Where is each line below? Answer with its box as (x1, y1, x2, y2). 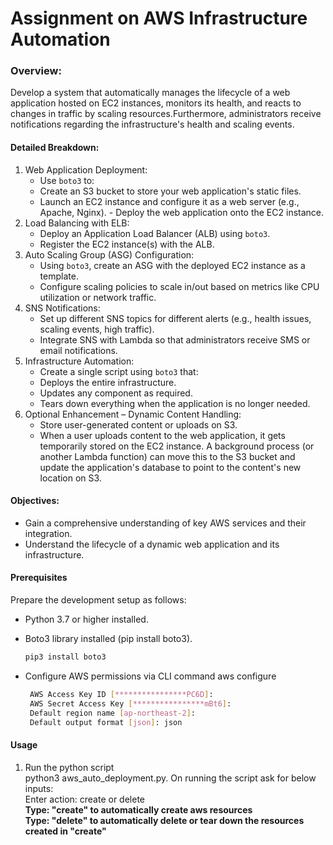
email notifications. (39, 344, 118, 356)
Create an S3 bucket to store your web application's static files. (39, 185, 302, 197)
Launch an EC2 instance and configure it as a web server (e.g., (39, 195, 300, 207)
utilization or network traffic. (39, 291, 157, 303)
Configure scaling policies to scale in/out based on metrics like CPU (39, 280, 320, 292)
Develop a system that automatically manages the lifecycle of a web (10, 87, 291, 99)
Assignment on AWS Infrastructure (10, 7, 308, 30)
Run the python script (24, 761, 115, 773)
